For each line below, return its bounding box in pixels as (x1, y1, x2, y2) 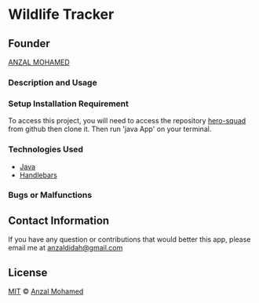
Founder (8, 37, 51, 50)
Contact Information (8, 214, 110, 227)
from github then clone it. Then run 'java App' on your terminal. (8, 124, 212, 134)
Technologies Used (8, 144, 84, 155)
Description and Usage (8, 77, 97, 88)
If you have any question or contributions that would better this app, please (8, 235, 251, 244)
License (8, 265, 48, 279)
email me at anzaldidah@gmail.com (8, 243, 123, 253)
